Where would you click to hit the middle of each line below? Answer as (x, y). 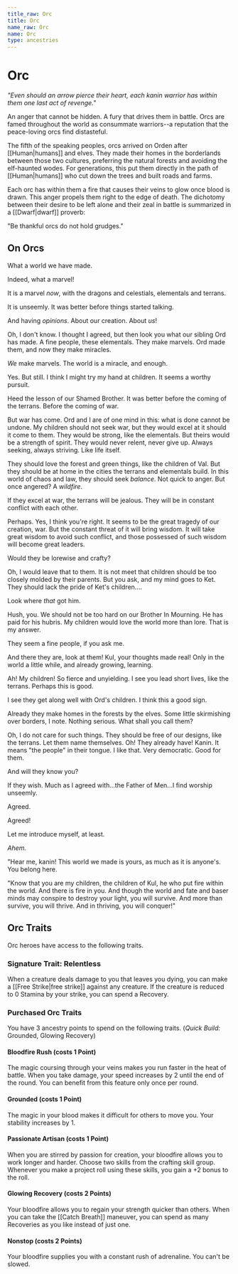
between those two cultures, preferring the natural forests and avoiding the (117, 161)
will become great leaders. (46, 544)
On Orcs (26, 249)
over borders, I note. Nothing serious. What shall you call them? (100, 721)
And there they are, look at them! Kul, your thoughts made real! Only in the (116, 657)
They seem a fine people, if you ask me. (66, 643)
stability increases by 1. (42, 1122)
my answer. (24, 630)
